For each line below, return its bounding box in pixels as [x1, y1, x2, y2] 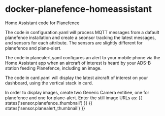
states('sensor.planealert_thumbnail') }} [5, 105, 85, 111]
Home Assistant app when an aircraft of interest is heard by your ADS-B [5, 60, 151, 66]
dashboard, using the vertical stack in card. [5, 80, 93, 86]
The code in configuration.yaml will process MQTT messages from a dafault [5, 29, 160, 35]
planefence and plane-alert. [5, 45, 62, 51]
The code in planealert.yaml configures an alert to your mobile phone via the [5, 54, 161, 60]
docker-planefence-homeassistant [5, 3, 152, 15]
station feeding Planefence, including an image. [5, 65, 102, 71]
